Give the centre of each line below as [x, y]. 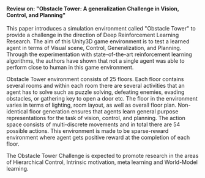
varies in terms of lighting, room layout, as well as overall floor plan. [91, 105]
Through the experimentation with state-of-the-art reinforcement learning [99, 54]
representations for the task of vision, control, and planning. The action [96, 118]
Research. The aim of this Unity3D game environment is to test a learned [98, 41]
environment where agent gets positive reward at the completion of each [98, 138]
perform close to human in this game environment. [70, 68]
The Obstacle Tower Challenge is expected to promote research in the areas [102, 156]
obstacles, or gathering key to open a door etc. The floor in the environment [102, 99]
